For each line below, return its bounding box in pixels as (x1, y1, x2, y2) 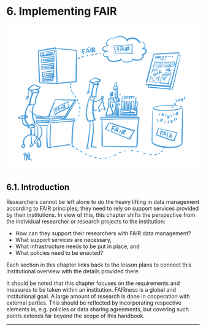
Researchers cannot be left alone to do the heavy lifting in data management (6, 198, 200, 206)
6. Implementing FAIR (6, 4, 118, 18)
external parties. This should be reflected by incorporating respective (6, 299, 182, 306)
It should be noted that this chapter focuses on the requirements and (6, 279, 180, 287)
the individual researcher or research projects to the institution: (6, 218, 166, 225)
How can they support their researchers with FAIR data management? (15, 230, 191, 237)
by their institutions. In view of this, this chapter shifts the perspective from (6, 211, 196, 219)
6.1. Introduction (6, 182, 70, 192)
